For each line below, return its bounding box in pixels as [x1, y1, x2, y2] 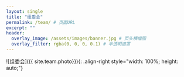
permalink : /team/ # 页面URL [6, 19, 76, 25]
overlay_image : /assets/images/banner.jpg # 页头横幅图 [11, 36, 146, 41]
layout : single [6, 8, 43, 15]
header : [6, 30, 25, 36]
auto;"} [6, 64, 23, 71]
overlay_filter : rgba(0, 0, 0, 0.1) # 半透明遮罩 [11, 41, 131, 47]
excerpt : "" [6, 24, 35, 31]
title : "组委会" [6, 14, 43, 20]
